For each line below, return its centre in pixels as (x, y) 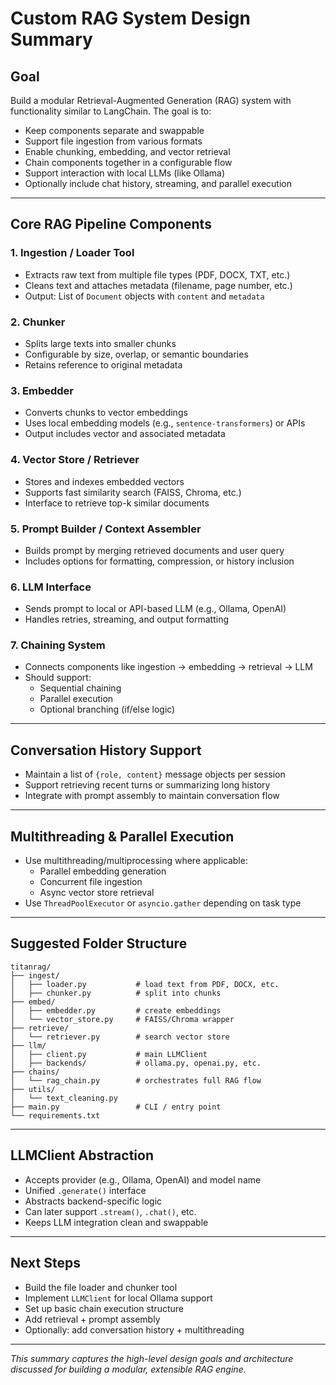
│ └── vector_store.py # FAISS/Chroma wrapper (122, 1019)
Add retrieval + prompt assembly (92, 1319)
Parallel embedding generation (103, 871)
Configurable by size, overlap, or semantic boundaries (136, 354)
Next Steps (45, 1263)
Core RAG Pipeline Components (111, 224)
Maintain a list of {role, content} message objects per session (155, 774)
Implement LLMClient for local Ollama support (118, 1298)
